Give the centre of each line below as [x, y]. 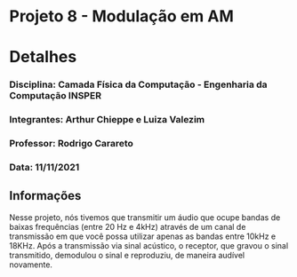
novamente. [31, 265]
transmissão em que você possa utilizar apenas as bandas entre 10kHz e [143, 236]
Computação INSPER [56, 96]
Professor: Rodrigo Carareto [71, 144]
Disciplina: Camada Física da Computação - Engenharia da [139, 84]
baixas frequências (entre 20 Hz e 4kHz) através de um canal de [128, 226]
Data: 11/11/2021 [44, 168]
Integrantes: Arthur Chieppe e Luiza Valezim [107, 120]
